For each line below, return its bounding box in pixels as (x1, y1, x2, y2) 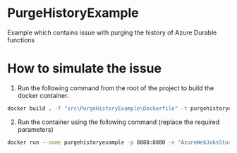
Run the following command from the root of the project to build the (17, 83, 214, 92)
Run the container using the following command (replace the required (17, 118, 220, 126)
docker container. (17, 91, 69, 99)
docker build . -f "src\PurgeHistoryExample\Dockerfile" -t (7, 104, 188, 112)
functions (7, 35, 35, 44)
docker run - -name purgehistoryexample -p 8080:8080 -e (7, 139, 175, 146)
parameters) (17, 125, 54, 133)
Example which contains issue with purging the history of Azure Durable (7, 28, 217, 37)
